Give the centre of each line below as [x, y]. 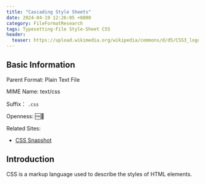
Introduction [31, 159]
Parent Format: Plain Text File [43, 79]
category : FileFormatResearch [45, 23]
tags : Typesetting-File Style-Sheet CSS [59, 29]
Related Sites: [23, 128]
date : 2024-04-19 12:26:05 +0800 [49, 18]
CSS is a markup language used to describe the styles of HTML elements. [99, 174]
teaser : [22, 40]
